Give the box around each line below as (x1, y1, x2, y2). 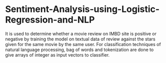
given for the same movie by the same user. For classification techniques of (5, 41, 161, 47)
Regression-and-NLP (5, 14, 95, 25)
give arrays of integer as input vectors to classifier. (5, 51, 110, 58)
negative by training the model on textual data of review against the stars (5, 36, 156, 42)
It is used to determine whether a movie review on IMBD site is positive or (5, 30, 156, 36)
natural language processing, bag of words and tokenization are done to (5, 46, 154, 52)
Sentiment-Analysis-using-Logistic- (5, 3, 160, 15)
